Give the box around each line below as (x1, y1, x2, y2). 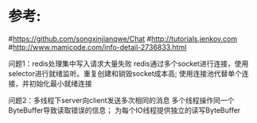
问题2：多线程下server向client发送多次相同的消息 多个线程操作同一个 (8, 95, 235, 105)
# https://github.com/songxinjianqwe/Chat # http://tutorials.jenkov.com (8, 33, 237, 44)
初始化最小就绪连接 (29, 79, 92, 88)
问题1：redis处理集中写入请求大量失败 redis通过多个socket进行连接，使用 (8, 59, 249, 68)
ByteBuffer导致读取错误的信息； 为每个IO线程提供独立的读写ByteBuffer (8, 105, 241, 115)
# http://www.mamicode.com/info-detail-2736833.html (8, 42, 187, 52)
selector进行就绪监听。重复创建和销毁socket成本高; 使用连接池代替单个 (8, 68, 243, 78)
